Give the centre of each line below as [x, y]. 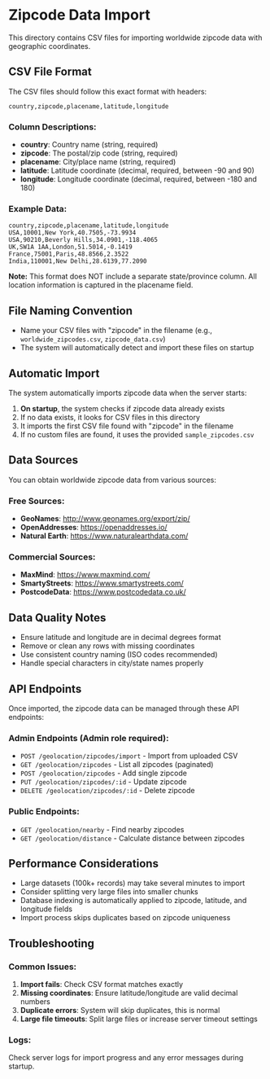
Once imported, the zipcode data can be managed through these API [124, 708]
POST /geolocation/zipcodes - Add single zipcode [103, 773]
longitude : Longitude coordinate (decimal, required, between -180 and [139, 179]
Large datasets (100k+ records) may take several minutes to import [133, 883]
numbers [35, 1002]
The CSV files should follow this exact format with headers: [108, 91]
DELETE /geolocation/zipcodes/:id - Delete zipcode [107, 791]
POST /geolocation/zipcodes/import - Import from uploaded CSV [129, 756]
